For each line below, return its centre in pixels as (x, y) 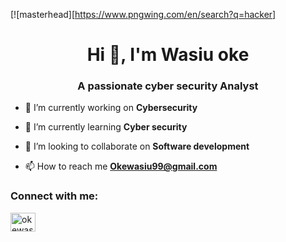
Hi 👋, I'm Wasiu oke (168, 55)
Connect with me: (54, 196)
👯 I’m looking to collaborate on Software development (137, 146)
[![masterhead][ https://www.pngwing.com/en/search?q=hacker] (143, 14)
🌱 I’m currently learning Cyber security (106, 127)
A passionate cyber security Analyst (168, 86)
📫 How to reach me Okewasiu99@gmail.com (121, 166)
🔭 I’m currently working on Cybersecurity (111, 108)
